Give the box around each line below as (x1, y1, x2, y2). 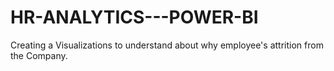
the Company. (10, 49, 68, 61)
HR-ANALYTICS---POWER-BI (10, 6, 259, 29)
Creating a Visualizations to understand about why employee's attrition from (10, 39, 324, 51)
